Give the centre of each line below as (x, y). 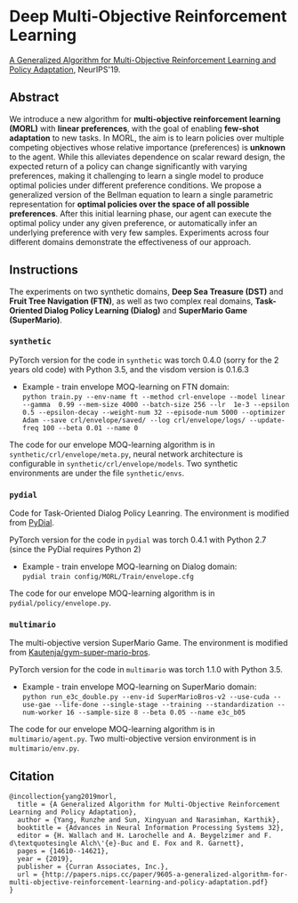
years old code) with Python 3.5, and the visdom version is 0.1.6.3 (129, 369)
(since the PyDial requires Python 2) (75, 549)
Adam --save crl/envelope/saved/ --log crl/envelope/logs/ (134, 420)
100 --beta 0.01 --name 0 (90, 428)
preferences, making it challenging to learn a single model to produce (137, 175)
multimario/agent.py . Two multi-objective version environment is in (133, 739)
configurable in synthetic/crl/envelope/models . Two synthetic (124, 463)
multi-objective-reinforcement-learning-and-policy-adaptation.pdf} (139, 883)
